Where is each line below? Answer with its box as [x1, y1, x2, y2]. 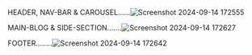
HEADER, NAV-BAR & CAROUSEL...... [7, 8, 131, 17]
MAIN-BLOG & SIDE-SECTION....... [7, 23, 122, 32]
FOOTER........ [7, 38, 52, 48]
